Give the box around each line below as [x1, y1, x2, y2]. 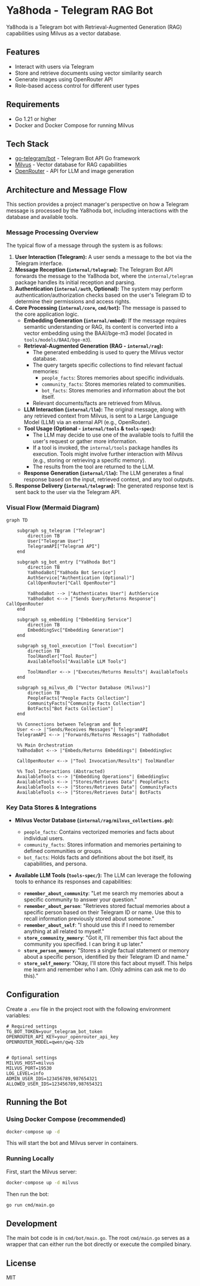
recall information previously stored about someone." [23, 915, 155, 922]
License [6, 1258, 36, 1268]
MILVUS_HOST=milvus [6, 1060, 55, 1066]
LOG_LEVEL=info [6, 1070, 44, 1077]
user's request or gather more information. [32, 438, 138, 445]
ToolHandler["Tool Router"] [27, 653, 97, 659]
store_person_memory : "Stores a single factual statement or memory [23, 947, 190, 954]
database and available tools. [6, 214, 78, 221]
